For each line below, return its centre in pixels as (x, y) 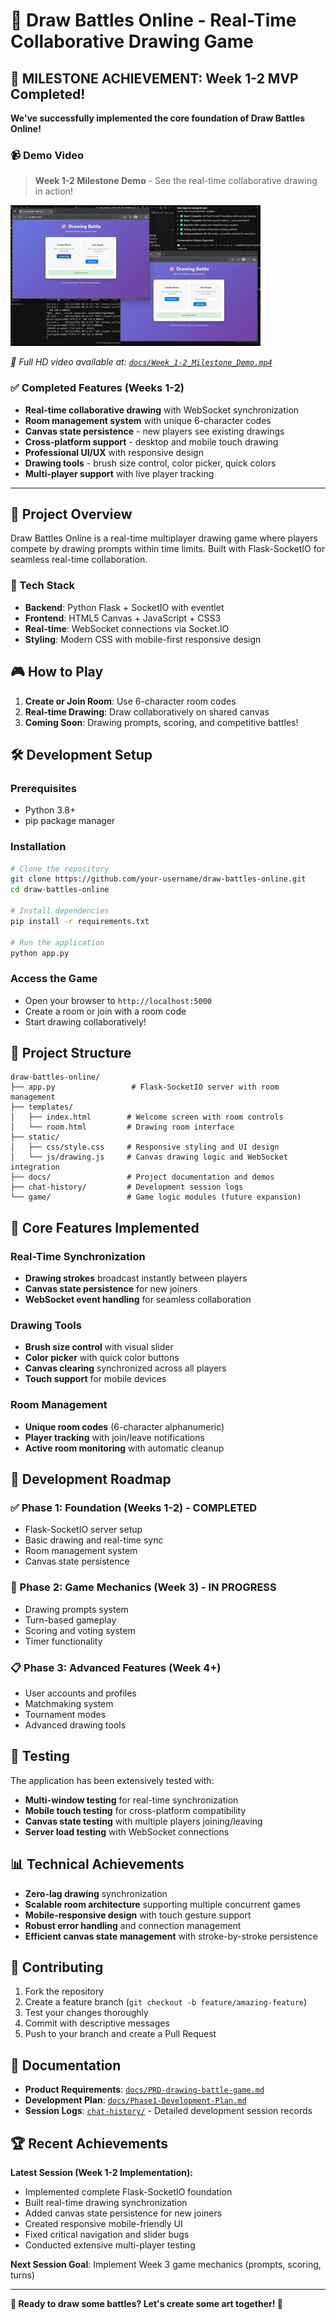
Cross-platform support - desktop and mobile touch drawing (151, 441)
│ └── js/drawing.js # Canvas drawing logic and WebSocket (149, 1157)
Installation (38, 847)
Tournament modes (65, 1715)
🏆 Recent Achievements (89, 2143)
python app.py (40, 953)
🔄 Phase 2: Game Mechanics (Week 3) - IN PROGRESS (143, 1587)
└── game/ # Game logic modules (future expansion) (156, 1197)
